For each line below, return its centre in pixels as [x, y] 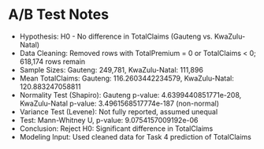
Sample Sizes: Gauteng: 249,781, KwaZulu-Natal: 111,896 [111, 69]
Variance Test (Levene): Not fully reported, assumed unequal [119, 111]
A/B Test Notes [58, 15]
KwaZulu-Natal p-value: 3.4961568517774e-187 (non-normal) [119, 103]
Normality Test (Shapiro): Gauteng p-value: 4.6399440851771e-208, [130, 95]
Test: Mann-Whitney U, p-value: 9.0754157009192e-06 [109, 120]
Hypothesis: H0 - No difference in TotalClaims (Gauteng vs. [116, 36]
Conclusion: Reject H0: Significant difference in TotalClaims [116, 129]
